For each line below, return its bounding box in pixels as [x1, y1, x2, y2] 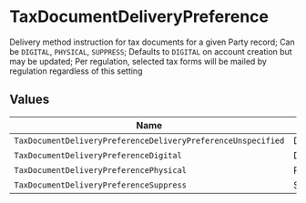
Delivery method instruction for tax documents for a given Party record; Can [9, 36, 296, 47]
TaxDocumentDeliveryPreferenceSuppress [14, 179, 187, 190]
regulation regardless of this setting [9, 66, 143, 76]
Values [9, 92, 50, 107]
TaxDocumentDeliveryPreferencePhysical [14, 165, 187, 175]
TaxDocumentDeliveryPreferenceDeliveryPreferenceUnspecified [14, 135, 285, 146]
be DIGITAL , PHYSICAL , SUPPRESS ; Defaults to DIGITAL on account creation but [9, 46, 293, 56]
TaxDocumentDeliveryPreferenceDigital [14, 150, 182, 160]
